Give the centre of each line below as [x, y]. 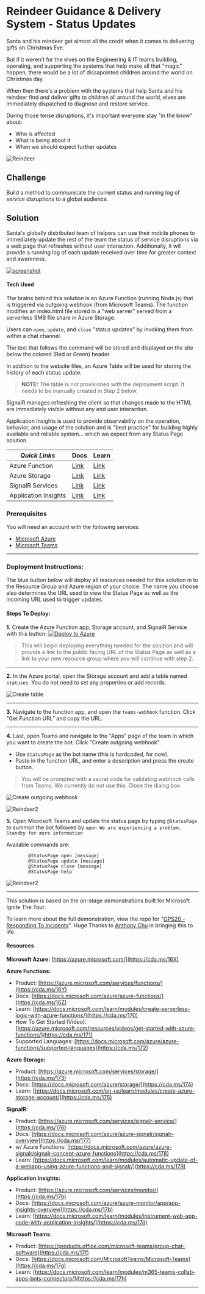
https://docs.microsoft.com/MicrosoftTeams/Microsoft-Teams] [112, 1259]
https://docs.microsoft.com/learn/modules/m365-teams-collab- [115, 1272]
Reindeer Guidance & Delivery [84, 11]
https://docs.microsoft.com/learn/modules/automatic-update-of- [116, 1160]
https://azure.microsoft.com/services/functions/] [102, 983]
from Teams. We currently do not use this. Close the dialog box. [101, 785]
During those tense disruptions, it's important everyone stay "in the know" [99, 115]
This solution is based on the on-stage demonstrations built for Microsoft [98, 900]
